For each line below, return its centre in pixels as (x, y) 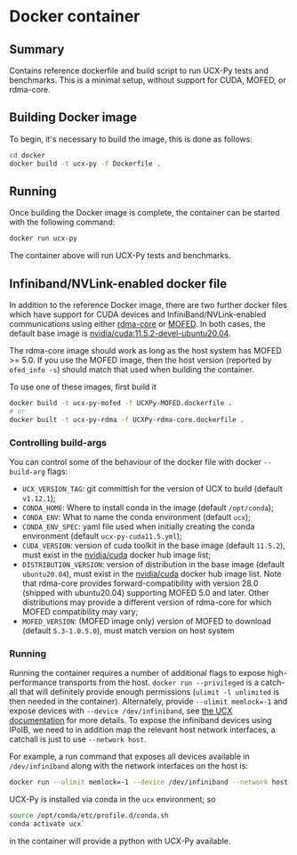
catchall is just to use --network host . (78, 739)
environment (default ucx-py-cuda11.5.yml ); (102, 535)
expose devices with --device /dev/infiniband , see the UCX (121, 711)
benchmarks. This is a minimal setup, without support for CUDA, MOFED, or (148, 80)
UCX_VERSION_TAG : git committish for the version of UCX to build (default (152, 488)
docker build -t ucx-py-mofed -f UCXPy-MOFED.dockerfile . (121, 403)
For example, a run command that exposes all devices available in (130, 757)
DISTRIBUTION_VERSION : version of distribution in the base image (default (153, 564)
